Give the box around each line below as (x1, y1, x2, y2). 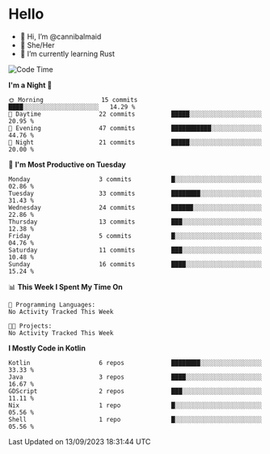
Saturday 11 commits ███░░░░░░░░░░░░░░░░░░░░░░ (8, 246, 263, 254)
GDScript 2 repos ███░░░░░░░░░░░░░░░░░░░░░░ (8, 387, 263, 395)
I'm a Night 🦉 (8, 80, 53, 90)
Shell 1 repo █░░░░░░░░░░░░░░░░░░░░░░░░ (8, 415, 263, 423)
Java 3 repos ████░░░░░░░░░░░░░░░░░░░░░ (8, 373, 263, 381)
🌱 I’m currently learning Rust (19, 49, 116, 58)
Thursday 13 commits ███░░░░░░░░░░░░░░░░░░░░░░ (8, 218, 263, 226)
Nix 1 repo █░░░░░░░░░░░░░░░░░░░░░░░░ (8, 401, 263, 409)
